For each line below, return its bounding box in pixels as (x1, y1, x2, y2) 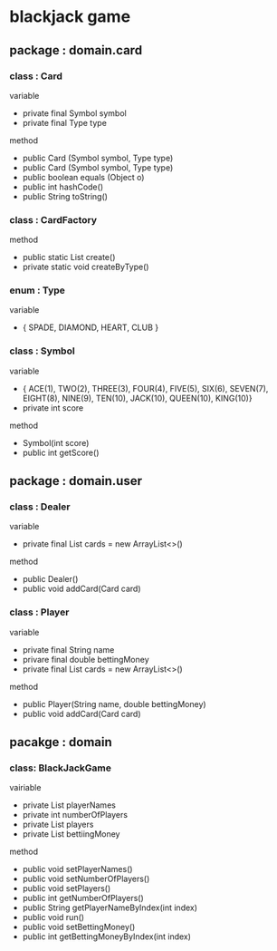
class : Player (9, 606, 70, 618)
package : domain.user (9, 473, 143, 489)
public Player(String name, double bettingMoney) (22, 698, 206, 709)
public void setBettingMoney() (22, 922, 136, 933)
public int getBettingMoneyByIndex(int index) (22, 931, 192, 942)
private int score (22, 402, 84, 413)
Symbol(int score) (22, 437, 90, 448)
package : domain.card (9, 43, 143, 58)
